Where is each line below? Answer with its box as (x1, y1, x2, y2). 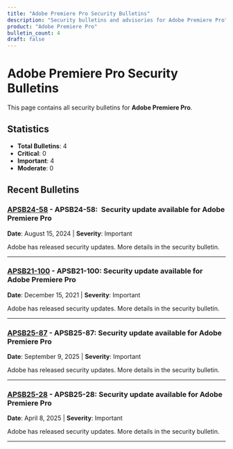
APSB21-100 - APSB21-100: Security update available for (7, 266, 203, 276)
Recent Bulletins (7, 184, 80, 196)
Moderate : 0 (17, 164, 54, 172)
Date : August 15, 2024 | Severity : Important (7, 229, 133, 238)
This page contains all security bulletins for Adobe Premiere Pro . (7, 103, 193, 112)
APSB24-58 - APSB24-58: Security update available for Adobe (7, 205, 225, 215)
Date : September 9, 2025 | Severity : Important (7, 353, 141, 361)
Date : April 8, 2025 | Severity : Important (7, 414, 123, 423)
